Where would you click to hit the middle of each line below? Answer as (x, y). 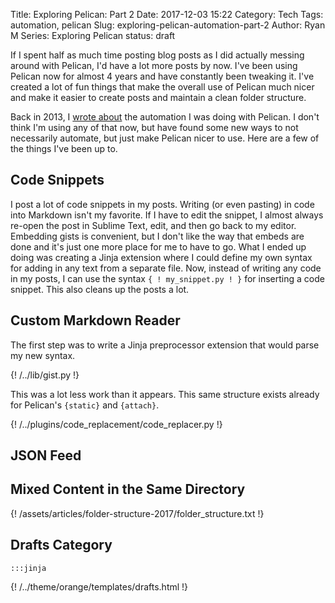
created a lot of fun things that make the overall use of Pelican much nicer (162, 87)
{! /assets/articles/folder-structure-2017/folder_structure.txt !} (137, 513)
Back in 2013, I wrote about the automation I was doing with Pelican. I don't (165, 117)
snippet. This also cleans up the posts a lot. (100, 289)
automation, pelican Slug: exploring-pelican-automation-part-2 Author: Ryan (168, 25)
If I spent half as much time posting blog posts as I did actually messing (157, 55)
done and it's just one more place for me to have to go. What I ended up (158, 246)
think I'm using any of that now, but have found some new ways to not (154, 127)
